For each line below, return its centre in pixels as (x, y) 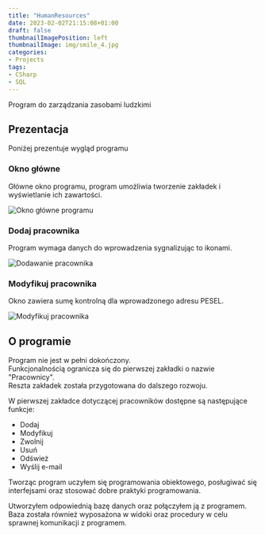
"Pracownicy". (31, 377)
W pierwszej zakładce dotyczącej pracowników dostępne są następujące (128, 401)
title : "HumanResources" (49, 15)
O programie (40, 341)
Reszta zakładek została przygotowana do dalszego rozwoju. (108, 386)
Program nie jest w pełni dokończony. (69, 361)
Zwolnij (31, 441)
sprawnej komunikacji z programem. (67, 523)
